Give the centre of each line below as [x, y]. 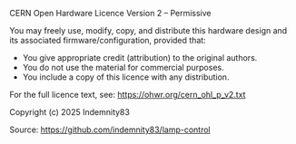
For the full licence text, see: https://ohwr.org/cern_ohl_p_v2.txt [128, 95]
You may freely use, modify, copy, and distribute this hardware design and [148, 30]
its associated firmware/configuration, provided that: [108, 40]
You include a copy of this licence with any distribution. [126, 77]
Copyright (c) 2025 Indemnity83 [69, 112]
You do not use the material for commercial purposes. [123, 67]
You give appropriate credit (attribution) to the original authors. [140, 58]
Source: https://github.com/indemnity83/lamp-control [110, 130]
